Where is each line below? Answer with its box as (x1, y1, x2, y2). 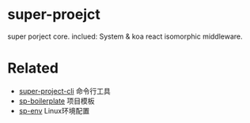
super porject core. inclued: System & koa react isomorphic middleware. (7, 32, 243, 41)
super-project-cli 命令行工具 (18, 86, 112, 95)
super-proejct (7, 6, 100, 24)
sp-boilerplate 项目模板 (18, 96, 95, 106)
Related (7, 59, 59, 77)
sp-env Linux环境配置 (18, 106, 90, 115)
